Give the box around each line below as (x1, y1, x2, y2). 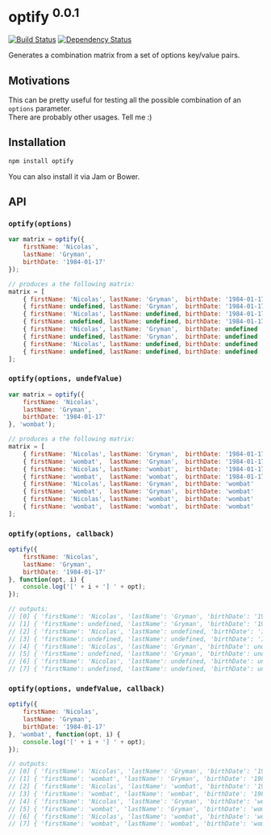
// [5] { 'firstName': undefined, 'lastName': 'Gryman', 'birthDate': (8, 650, 251, 658)
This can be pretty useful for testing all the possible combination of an (8, 95, 242, 105)
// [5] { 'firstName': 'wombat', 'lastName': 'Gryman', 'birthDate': (8, 804, 248, 813)
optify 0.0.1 (8, 5, 80, 27)
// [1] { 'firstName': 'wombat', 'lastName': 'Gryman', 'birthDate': (8, 775, 248, 783)
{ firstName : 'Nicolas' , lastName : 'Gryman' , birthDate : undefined (23, 325, 258, 333)
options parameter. (8, 104, 73, 114)
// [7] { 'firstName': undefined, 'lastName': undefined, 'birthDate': (8, 665, 254, 674)
